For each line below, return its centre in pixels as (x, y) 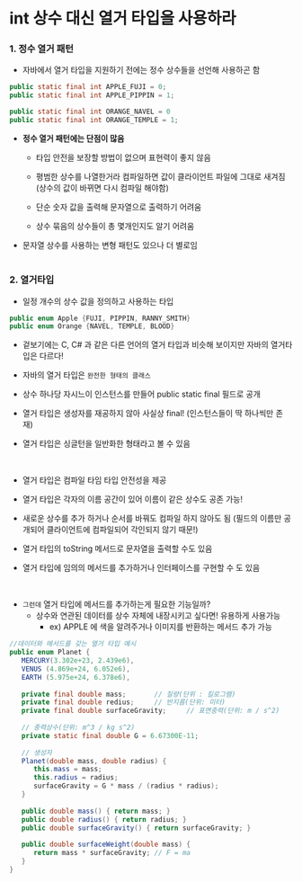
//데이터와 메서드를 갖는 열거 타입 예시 (73, 644)
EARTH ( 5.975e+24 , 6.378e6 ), (75, 677)
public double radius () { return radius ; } (104, 819)
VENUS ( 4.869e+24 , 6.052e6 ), (75, 669)
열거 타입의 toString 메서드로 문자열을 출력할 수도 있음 (117, 548)
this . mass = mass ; (67, 770)
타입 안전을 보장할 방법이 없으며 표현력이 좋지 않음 (123, 157)
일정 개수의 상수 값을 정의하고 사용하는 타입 (98, 301)
